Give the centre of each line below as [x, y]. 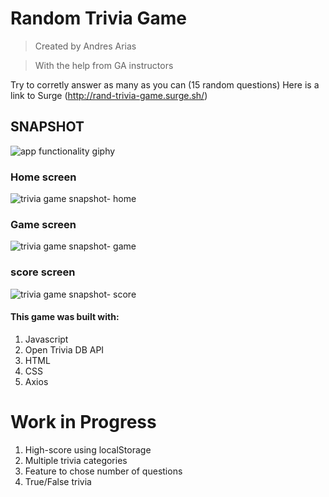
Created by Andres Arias [85, 46]
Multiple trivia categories [76, 460]
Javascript [46, 339]
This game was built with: [65, 317]
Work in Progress [83, 422]
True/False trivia [58, 481]
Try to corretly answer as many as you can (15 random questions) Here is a [165, 84]
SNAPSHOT [47, 127]
